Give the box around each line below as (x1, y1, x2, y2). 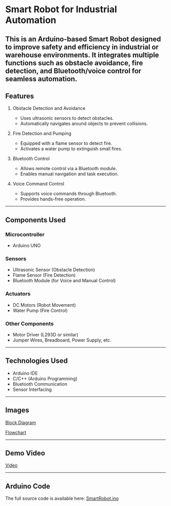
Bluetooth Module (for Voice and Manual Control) (12, 278, 116, 284)
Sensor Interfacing (12, 386, 52, 392)
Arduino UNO (12, 243, 41, 249)
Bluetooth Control (12, 155, 50, 162)
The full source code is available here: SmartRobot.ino (5, 495, 119, 501)
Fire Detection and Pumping (12, 130, 71, 137)
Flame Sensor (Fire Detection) (12, 272, 76, 278)
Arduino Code (5, 482, 50, 490)
